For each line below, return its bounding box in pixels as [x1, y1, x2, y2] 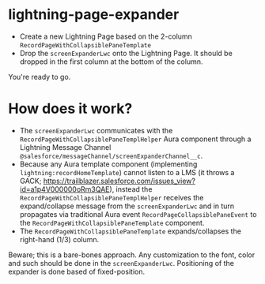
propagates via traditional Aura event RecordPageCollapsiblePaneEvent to [19, 209, 257, 219]
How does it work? [8, 100, 133, 118]
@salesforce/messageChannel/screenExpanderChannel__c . [19, 151, 203, 160]
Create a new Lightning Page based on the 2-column [19, 32, 192, 41]
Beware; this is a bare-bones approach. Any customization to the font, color [8, 250, 256, 260]
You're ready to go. [8, 72, 71, 81]
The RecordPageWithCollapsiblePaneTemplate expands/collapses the [19, 226, 241, 236]
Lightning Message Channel [19, 142, 112, 151]
